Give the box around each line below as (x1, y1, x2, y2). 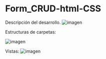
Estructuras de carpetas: (5, 29, 56, 35)
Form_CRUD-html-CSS (5, 3, 101, 14)
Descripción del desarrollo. (5, 19, 61, 25)
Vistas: (5, 48, 19, 54)
